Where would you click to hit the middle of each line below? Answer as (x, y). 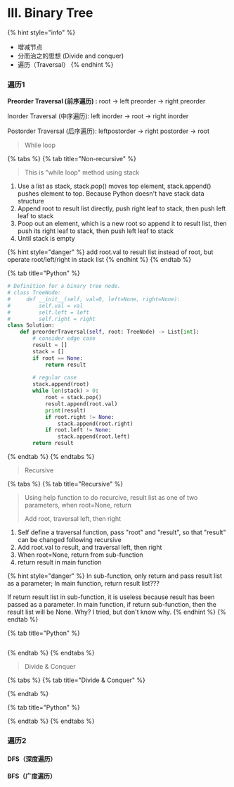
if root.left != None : (78, 430)
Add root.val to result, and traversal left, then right (90, 548)
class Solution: (31, 325)
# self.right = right (52, 319)
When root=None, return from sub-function (80, 555)
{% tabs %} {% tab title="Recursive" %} (65, 484)
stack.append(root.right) (95, 424)
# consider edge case (64, 339)
